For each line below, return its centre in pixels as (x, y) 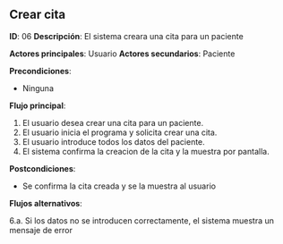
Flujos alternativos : (46, 203)
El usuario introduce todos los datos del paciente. (114, 141)
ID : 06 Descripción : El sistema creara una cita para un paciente (126, 36)
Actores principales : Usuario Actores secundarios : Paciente (122, 54)
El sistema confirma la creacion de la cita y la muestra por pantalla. (146, 151)
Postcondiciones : (43, 168)
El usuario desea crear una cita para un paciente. (113, 122)
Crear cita (38, 15)
